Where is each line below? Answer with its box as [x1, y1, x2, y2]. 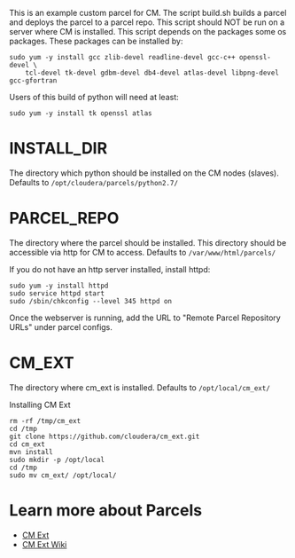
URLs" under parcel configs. [9, 321, 113, 332]
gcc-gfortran [9, 76, 58, 85]
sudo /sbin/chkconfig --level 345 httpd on [9, 296, 173, 305]
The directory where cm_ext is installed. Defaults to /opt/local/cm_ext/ [9, 381, 270, 393]
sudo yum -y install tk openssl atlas [9, 109, 152, 118]
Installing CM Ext [9, 399, 71, 410]
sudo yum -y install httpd [9, 281, 109, 290]
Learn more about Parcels [9, 500, 203, 520]
